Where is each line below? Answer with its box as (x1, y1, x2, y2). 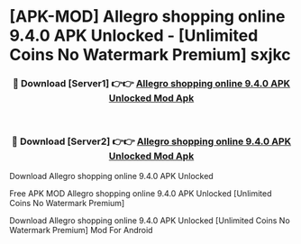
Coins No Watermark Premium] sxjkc (9, 45, 291, 65)
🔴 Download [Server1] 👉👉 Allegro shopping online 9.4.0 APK (12, 77, 291, 90)
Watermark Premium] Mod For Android (9, 224, 153, 235)
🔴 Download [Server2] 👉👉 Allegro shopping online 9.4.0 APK (12, 135, 291, 148)
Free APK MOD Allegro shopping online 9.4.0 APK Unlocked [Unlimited (9, 187, 272, 199)
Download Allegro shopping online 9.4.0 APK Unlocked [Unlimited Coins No (9, 214, 290, 226)
